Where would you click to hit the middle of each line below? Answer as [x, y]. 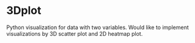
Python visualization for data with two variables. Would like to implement [97, 27]
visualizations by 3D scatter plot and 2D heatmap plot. [75, 33]
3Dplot [24, 11]
